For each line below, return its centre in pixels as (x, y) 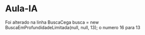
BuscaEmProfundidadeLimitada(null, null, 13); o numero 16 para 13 (73, 27)
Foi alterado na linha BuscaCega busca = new (52, 22)
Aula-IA (22, 9)
